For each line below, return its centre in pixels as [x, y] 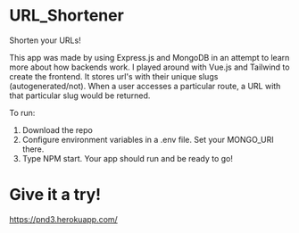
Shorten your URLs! [46, 40]
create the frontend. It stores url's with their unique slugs [114, 76]
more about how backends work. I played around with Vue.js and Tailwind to [149, 67]
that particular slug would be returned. [80, 96]
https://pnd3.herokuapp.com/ [63, 219]
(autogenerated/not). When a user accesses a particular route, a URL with [145, 86]
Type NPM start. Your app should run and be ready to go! [128, 158]
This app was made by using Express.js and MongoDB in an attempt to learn [149, 57]
